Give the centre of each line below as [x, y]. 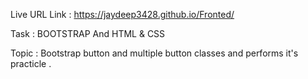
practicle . [31, 63]
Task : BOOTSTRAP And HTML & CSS [88, 33]
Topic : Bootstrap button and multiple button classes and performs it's [154, 53]
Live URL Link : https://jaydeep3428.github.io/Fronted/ [122, 14]
